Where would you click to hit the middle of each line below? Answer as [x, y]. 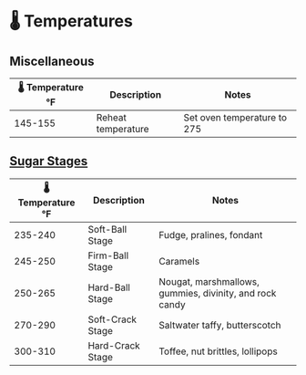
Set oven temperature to [235, 117]
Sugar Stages [49, 161]
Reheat [112, 117]
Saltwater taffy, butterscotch [220, 325]
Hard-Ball [109, 287]
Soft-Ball [107, 229]
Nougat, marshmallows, [209, 281]
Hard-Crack [114, 345]
